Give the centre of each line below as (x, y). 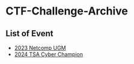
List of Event (29, 34)
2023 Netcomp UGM (40, 48)
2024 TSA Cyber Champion (49, 54)
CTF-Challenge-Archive (67, 11)
